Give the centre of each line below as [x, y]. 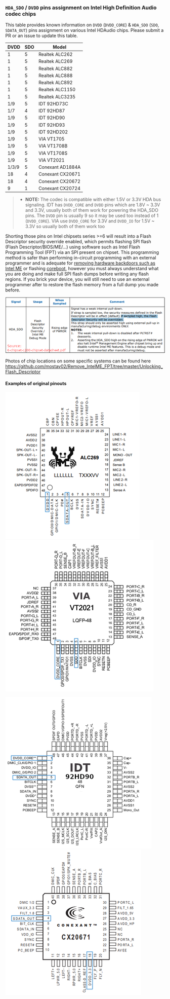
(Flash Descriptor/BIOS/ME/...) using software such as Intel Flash [73, 247]
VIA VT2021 [52, 160]
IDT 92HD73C [53, 103]
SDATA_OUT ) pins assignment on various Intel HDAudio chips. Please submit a [84, 30]
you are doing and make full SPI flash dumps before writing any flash [77, 274]
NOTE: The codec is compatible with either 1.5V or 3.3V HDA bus [93, 200]
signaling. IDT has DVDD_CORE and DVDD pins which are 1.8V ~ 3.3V [93, 205]
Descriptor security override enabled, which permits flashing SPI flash [78, 242]
